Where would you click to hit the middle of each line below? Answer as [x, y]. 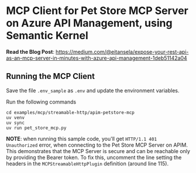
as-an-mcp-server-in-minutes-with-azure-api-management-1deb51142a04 [97, 58]
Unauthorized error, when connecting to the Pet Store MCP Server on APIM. [97, 145]
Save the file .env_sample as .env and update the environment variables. [93, 90]
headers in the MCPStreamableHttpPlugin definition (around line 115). [87, 163]
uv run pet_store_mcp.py [36, 128]
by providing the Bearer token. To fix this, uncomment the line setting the [94, 157]
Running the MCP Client [51, 76]
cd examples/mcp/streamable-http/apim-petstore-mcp [70, 112]
